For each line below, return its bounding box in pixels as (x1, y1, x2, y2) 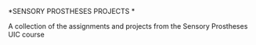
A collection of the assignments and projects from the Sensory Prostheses (8, 22, 248, 30)
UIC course (8, 30, 45, 39)
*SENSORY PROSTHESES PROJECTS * (8, 7, 135, 16)
